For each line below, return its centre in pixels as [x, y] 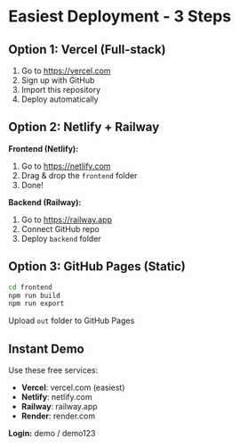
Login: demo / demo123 [52, 434]
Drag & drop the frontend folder [79, 175]
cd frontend [30, 287]
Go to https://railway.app [67, 219]
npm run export [36, 304]
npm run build [35, 295]
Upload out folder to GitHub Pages [72, 321]
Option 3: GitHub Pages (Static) [97, 266]
